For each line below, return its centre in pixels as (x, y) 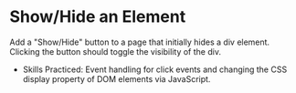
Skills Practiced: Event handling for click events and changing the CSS (155, 69)
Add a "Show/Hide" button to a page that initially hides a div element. (140, 42)
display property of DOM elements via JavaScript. (116, 78)
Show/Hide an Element (98, 17)
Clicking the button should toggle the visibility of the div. (116, 51)
